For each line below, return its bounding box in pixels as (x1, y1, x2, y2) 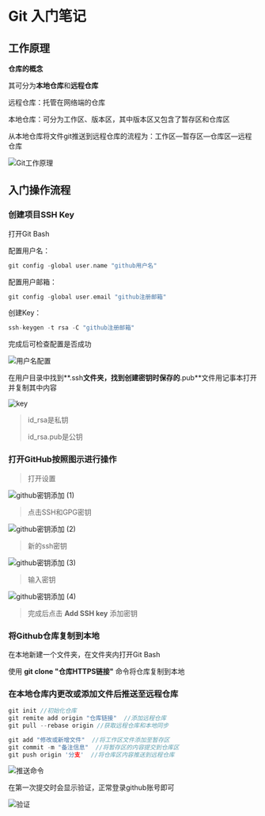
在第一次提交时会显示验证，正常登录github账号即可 (8, 783, 175, 792)
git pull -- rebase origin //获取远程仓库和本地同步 (8, 722, 169, 729)
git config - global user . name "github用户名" (8, 261, 157, 270)
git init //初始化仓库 (8, 707, 78, 715)
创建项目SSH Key (8, 210, 75, 221)
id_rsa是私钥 (27, 415, 69, 425)
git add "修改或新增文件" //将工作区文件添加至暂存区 (8, 736, 170, 744)
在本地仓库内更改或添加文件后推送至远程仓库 (8, 688, 179, 699)
